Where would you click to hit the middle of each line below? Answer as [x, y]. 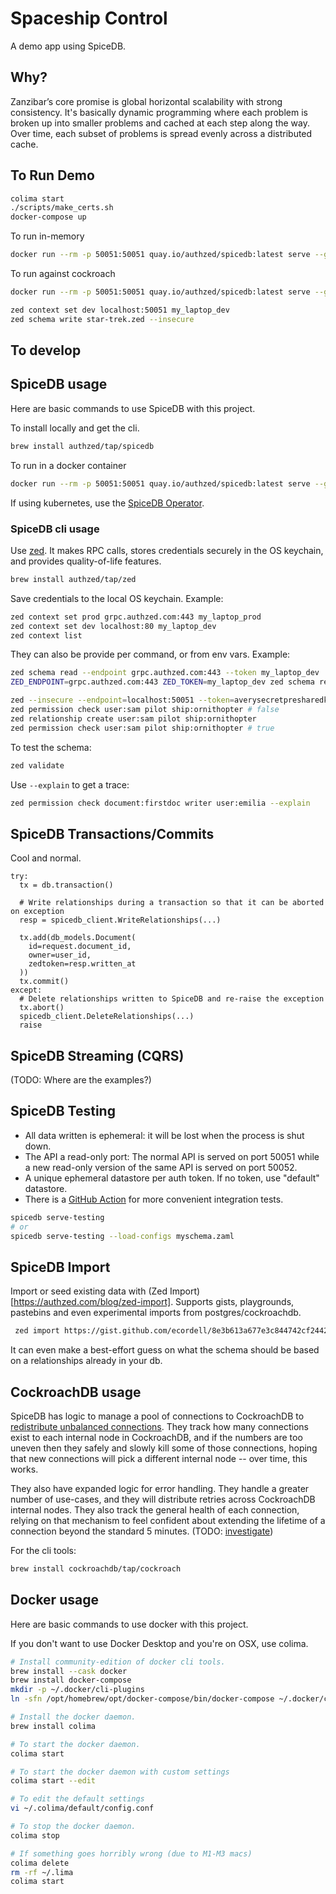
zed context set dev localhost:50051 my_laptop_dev [120, 310]
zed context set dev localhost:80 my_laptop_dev [113, 626]
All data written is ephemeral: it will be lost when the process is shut [164, 1135]
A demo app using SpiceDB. [68, 46]
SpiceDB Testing [63, 1111]
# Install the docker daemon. [73, 1717]
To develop [46, 350]
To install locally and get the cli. [75, 428]
